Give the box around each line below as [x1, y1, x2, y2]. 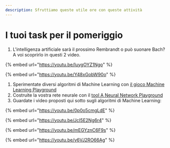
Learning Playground [12, 86, 57, 93]
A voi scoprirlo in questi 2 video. [12, 51, 80, 57]
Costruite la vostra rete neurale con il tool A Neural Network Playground [12, 92, 163, 98]
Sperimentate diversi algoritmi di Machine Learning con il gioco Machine [12, 81, 165, 87]
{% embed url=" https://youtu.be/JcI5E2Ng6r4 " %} [5, 117, 112, 123]
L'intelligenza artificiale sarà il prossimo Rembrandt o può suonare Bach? [12, 46, 165, 52]
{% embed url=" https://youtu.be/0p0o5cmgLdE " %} [5, 107, 115, 113]
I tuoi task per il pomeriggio [5, 29, 123, 41]
